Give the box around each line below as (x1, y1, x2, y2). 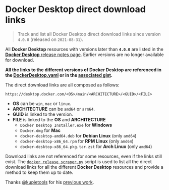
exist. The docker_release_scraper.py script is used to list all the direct (5, 158, 152, 165)
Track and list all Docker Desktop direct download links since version (17, 31, 161, 37)
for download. (5, 57, 34, 63)
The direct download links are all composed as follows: (5, 82, 120, 88)
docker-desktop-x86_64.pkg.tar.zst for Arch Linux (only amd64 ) (20, 143, 152, 150)
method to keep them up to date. (5, 169, 74, 175)
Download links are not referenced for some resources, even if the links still (5, 153, 162, 159)
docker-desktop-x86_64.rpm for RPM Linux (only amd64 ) (20, 138, 134, 144)
